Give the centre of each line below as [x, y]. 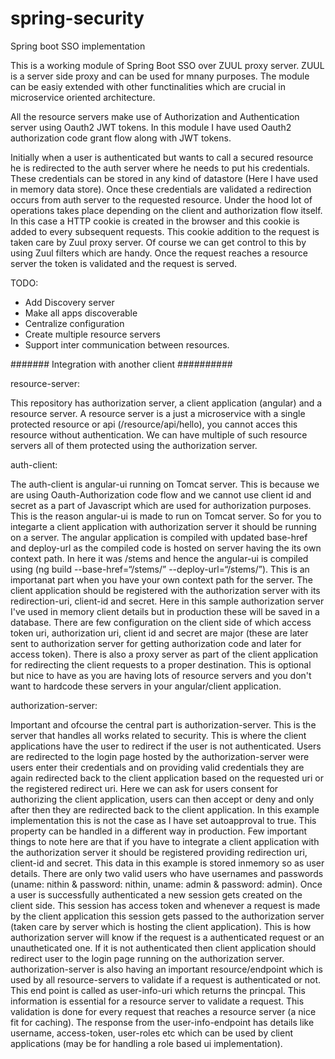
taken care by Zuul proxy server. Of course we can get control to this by [158, 242]
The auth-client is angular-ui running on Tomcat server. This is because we [165, 484]
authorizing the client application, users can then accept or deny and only [162, 799]
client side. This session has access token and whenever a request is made [165, 905]
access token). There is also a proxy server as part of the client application [164, 654]
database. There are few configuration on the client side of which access [161, 622]
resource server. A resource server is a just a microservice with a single [158, 413]
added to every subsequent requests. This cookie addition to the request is [165, 231]
